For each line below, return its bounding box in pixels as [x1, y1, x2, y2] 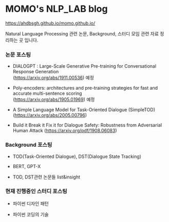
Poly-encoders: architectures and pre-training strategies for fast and [12, 85, 158, 91]
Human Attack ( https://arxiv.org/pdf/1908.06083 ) [12, 128, 117, 134]
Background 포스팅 [5, 142, 52, 149]
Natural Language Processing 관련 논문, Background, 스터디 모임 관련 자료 [5, 30, 159, 36]
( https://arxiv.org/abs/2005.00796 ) [12, 112, 87, 118]
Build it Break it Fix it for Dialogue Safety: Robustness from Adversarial [12, 122, 162, 128]
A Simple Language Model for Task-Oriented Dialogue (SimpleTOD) [12, 107, 156, 113]
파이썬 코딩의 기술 [12, 211, 49, 217]
